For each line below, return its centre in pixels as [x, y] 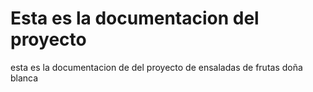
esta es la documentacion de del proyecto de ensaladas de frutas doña [156, 67]
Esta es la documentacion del [135, 18]
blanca [24, 78]
